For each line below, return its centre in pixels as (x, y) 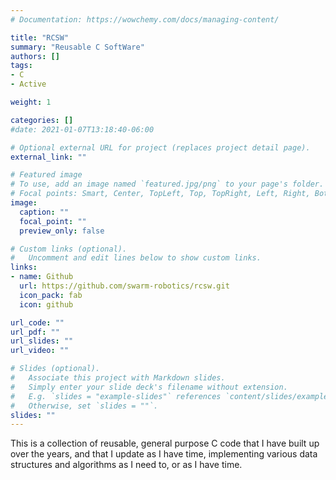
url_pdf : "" (35, 332)
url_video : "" (40, 351)
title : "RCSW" (40, 37)
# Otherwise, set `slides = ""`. (84, 406)
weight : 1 (31, 102)
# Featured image (46, 175)
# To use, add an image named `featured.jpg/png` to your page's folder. (167, 184)
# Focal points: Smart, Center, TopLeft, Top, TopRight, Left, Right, (160, 194)
